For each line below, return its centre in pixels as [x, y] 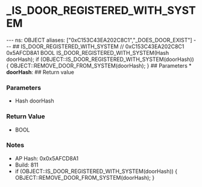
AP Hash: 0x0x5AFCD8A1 [47, 158]
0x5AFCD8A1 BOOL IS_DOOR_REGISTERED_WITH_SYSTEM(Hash [88, 52]
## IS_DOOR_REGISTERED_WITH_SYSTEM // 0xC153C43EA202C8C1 [98, 46]
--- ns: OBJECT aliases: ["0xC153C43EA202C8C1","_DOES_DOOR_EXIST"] [99, 40]
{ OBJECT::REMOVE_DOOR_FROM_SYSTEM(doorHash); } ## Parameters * [99, 65]
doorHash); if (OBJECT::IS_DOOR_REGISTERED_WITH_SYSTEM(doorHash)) [100, 59]
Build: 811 [27, 165]
